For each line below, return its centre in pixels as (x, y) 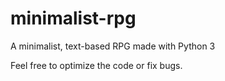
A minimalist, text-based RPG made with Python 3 (113, 46)
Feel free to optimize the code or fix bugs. (96, 65)
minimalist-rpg (73, 18)
